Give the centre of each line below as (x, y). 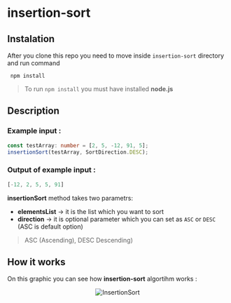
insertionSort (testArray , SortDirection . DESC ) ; (78, 152)
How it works (36, 262)
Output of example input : (51, 170)
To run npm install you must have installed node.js (99, 89)
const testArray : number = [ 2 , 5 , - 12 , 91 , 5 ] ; (78, 145)
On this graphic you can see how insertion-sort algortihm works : (102, 279)
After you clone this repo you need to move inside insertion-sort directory (116, 55)
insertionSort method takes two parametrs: (70, 198)
